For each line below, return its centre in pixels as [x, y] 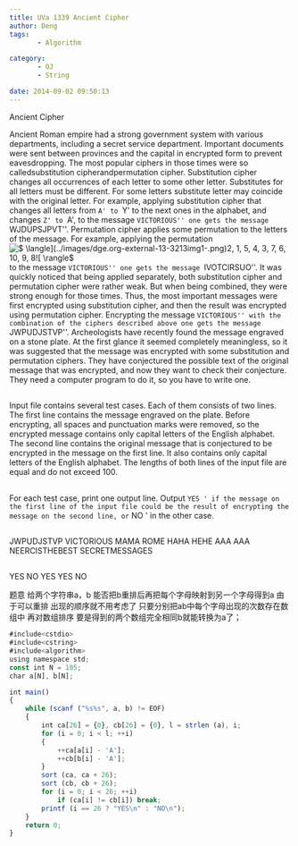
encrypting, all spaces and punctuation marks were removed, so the [134, 425]
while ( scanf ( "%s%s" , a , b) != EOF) [95, 709]
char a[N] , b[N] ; [41, 676]
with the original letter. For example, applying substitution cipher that [135, 200]
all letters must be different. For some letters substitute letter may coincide [146, 191]
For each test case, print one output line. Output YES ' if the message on [145, 498]
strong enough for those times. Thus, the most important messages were [144, 295]
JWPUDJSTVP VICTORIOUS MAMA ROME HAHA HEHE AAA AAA [130, 541]
